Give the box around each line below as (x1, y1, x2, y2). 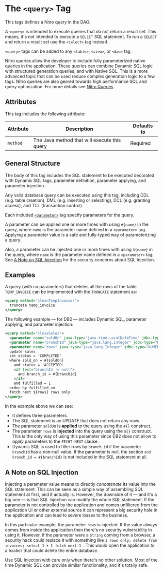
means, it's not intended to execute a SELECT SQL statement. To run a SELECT (5, 34, 157, 40)
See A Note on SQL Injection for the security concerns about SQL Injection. (5, 257, 155, 262)
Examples (5, 271, 35, 279)
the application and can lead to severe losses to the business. (5, 512, 129, 518)
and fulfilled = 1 (14, 381, 51, 386)
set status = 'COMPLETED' (9, 354, 62, 358)
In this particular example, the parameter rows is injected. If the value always (5, 521, 158, 527)
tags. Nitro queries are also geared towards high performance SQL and (5, 79, 147, 84)
